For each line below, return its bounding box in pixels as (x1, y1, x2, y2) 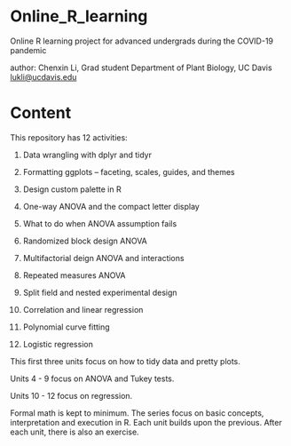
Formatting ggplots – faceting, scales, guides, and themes (22, 166, 236, 177)
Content (10, 103, 72, 123)
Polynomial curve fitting (22, 322, 110, 332)
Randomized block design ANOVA (22, 235, 147, 246)
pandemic (10, 44, 47, 55)
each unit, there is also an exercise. (10, 426, 140, 437)
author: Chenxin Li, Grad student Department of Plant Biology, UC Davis (10, 62, 273, 73)
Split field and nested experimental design (22, 287, 177, 298)
